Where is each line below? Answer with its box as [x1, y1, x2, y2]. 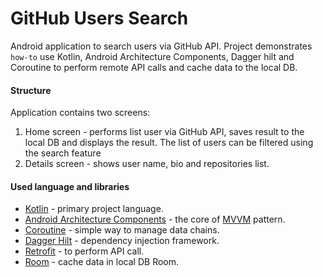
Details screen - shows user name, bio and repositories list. [24, 158, 270, 170]
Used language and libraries [10, 180, 130, 192]
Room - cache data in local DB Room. [24, 256, 180, 268]
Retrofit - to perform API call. [24, 245, 145, 257]
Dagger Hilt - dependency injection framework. [24, 235, 220, 247]
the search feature [24, 147, 102, 159]
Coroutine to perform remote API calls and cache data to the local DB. [10, 61, 298, 73]
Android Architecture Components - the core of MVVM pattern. [24, 213, 286, 226]
